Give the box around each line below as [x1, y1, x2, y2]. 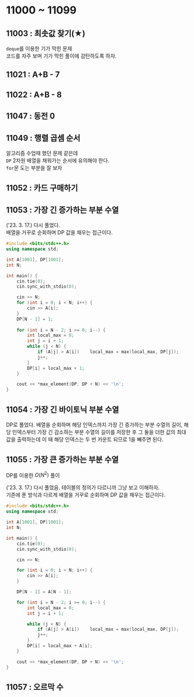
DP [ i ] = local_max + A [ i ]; [27, 643, 93, 649]
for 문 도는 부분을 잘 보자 [6, 164, 63, 171]
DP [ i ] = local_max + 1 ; [27, 365, 85, 371]
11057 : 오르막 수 [6, 682, 64, 692]
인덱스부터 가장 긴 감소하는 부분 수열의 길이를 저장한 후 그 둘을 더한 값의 [12, 429, 176, 435]
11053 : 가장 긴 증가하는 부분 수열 [6, 205, 119, 215]
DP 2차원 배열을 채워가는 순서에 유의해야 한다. [6, 157, 110, 164]
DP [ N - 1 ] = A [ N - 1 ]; [16, 589, 72, 595]
